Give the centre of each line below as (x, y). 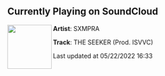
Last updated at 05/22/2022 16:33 (103, 56)
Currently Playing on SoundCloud (83, 12)
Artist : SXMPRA (76, 28)
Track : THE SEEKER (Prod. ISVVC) (103, 42)
